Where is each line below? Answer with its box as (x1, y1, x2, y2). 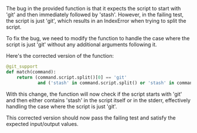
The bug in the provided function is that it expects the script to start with (6, 5, 181, 12)
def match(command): (6, 69, 57, 75)
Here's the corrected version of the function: (6, 52, 114, 59)
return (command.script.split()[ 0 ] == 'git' (16, 74, 127, 80)
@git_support (6, 64, 38, 69)
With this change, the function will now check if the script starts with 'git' (6, 90, 182, 97)
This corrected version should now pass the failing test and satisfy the (6, 114, 176, 121)
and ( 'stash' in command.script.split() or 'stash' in (37, 80, 175, 86)
